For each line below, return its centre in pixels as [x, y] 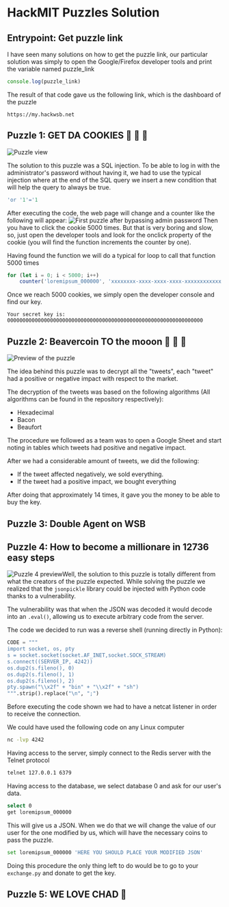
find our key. [25, 302]
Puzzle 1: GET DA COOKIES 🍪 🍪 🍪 [78, 136]
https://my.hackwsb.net [41, 115]
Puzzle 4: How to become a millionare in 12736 [108, 547]
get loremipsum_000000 [39, 812]
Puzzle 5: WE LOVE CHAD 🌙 [67, 894]
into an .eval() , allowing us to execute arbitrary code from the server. [105, 617]
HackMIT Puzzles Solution [83, 13]
